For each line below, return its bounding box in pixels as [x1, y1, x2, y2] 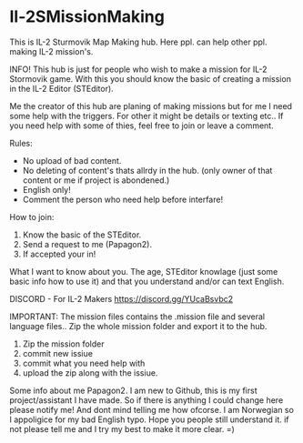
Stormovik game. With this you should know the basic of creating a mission [9, 73, 291, 84]
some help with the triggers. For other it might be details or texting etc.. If [9, 110, 284, 121]
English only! [22, 184, 71, 195]
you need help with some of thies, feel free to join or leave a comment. [9, 120, 275, 131]
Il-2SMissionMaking [9, 6, 166, 27]
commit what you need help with [22, 357, 146, 368]
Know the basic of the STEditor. [22, 229, 142, 240]
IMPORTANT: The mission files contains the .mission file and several [9, 311, 266, 322]
